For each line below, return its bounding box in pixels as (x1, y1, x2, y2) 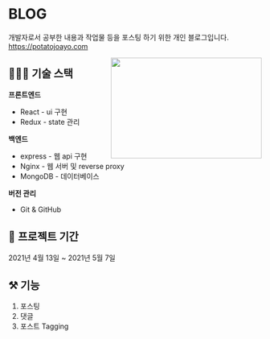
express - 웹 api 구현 (19, 151, 88, 161)
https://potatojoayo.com (8, 41, 88, 51)
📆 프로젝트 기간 (8, 230, 79, 244)
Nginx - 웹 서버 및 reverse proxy (19, 161, 125, 171)
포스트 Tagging (19, 321, 69, 331)
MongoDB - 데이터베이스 (19, 171, 100, 181)
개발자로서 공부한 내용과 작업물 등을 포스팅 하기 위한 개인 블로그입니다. (8, 32, 229, 42)
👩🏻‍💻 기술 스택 (8, 67, 74, 81)
